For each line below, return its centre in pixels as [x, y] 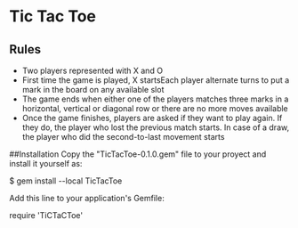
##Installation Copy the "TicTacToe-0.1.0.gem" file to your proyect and [138, 154]
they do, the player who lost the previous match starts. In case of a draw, [156, 127]
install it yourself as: [46, 163]
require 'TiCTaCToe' [46, 215]
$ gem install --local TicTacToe [66, 181]
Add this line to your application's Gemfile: [87, 198]
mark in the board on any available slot [93, 90]
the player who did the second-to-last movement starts [123, 137]
